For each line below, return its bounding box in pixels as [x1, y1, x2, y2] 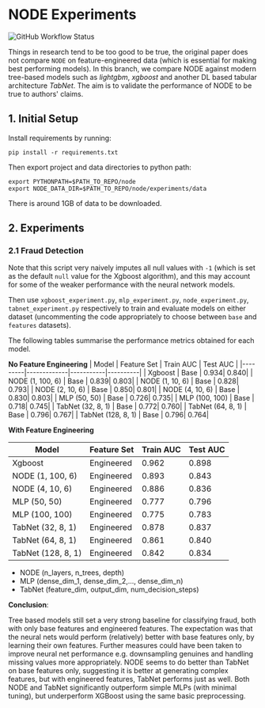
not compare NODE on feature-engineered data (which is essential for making [8, 55, 257, 65]
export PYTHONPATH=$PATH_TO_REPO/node [8, 177, 136, 185]
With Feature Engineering [8, 425, 95, 435]
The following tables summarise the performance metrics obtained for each [8, 336, 255, 345]
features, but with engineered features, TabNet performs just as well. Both [8, 675, 250, 684]
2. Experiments [8, 222, 85, 235]
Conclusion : [8, 600, 49, 610]
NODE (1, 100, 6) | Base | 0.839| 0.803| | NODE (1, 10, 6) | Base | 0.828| [8, 376, 239, 386]
